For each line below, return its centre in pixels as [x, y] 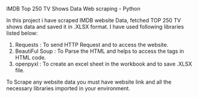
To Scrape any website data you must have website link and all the [89, 82]
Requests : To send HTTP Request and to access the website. [92, 45]
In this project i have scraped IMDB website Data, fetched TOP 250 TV [94, 20]
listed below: [22, 33]
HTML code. [30, 57]
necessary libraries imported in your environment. [69, 88]
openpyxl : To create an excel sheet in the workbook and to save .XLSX [103, 64]
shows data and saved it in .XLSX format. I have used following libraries [95, 27]
